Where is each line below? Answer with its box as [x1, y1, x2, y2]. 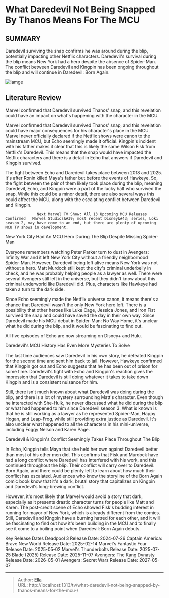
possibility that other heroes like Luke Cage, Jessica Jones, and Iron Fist [5, 307, 155, 313]
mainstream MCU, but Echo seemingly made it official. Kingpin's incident [5, 138, 156, 144]
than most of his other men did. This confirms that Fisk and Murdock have [5, 451, 158, 458]
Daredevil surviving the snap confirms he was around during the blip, [5, 48, 148, 54]
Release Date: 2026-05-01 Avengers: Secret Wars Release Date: [5, 557, 138, 563]
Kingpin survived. [5, 160, 42, 166]
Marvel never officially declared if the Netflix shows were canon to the [5, 133, 151, 139]
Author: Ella [17, 577, 42, 583]
